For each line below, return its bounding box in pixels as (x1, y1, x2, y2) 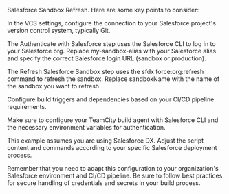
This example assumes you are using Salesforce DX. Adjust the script (7, 136, 204, 145)
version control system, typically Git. (7, 27, 111, 34)
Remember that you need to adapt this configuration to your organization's (7, 165, 219, 172)
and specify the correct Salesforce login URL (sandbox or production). (7, 54, 206, 62)
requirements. (7, 103, 47, 110)
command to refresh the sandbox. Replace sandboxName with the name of (7, 75, 220, 83)
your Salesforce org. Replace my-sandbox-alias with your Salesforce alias (7, 47, 217, 55)
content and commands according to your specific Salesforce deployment (7, 144, 218, 151)
